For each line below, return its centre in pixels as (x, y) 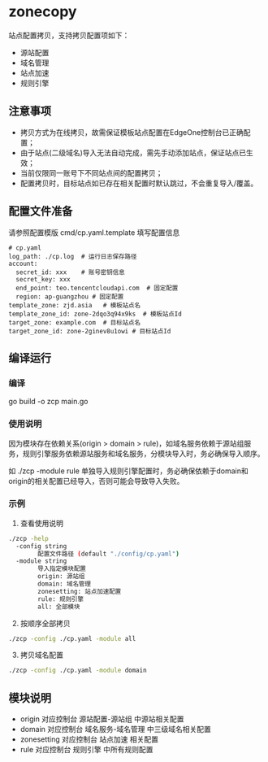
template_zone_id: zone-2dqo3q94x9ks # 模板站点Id (95, 314)
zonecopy (43, 12)
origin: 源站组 (61, 577)
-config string (41, 546)
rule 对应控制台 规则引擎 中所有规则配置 (86, 750)
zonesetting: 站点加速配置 (80, 591)
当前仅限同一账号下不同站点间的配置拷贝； (91, 172)
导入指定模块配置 (62, 569)
